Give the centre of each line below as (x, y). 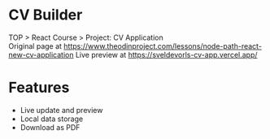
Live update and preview (61, 110)
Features (39, 88)
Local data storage (52, 119)
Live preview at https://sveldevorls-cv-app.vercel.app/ (166, 54)
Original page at (35, 46)
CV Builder (46, 15)
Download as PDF (50, 127)
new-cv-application (41, 54)
